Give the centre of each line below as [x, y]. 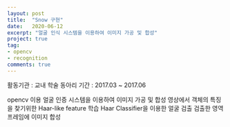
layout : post [26, 13]
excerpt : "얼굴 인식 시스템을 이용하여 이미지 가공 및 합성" [82, 33]
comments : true [29, 65]
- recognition [28, 58]
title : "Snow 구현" [35, 20]
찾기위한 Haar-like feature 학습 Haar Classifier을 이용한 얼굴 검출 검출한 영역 [119, 108]
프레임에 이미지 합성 [34, 117]
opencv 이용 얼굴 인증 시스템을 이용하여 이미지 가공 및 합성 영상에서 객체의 [108, 100]
